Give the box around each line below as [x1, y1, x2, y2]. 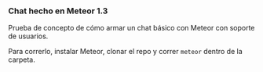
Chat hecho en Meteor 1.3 [8, 5, 108, 16]
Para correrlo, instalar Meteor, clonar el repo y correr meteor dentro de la [8, 47, 243, 56]
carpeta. [8, 55, 35, 64]
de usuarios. [8, 31, 49, 41]
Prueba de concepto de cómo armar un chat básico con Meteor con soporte [8, 23, 255, 33]
